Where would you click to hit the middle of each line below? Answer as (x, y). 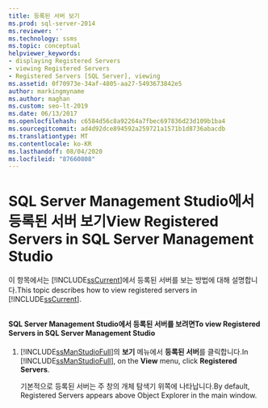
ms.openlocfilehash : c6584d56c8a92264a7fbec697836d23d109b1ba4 (117, 121)
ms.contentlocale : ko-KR (50, 144)
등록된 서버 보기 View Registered (114, 221)
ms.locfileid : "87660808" (52, 159)
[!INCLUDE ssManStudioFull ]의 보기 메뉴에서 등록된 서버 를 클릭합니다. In (134, 352)
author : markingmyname (46, 91)
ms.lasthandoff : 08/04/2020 (56, 151)
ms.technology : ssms (43, 38)
